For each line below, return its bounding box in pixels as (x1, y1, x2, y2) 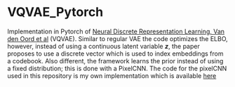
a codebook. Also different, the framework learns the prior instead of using (7, 56, 224, 65)
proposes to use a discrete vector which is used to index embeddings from (7, 49, 224, 58)
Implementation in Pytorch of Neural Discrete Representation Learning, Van (7, 27, 225, 35)
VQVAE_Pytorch (7, 4, 104, 20)
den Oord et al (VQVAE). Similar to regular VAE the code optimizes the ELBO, (7, 34, 228, 42)
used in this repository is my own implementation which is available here (7, 71, 217, 80)
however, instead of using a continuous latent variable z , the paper (7, 42, 200, 50)
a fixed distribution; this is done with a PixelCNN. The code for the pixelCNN (7, 64, 227, 72)
